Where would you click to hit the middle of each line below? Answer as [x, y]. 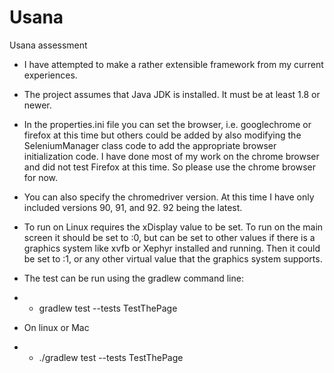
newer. [37, 105]
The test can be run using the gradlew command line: [133, 278]
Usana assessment [48, 45]
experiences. [50, 75]
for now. [41, 177]
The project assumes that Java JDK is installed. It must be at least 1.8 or [172, 94]
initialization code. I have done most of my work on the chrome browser [171, 156]
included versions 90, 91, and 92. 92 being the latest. [133, 207]
